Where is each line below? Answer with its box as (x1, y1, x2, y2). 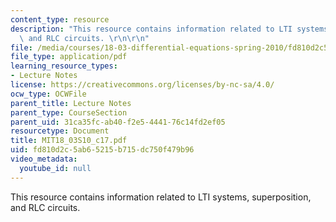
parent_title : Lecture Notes (10, 98, 132, 108)
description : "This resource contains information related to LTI (10, 24, 293, 34)
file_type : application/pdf (10, 52, 128, 62)
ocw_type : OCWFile (10, 89, 87, 99)
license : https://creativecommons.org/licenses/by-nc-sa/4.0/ (10, 80, 275, 90)
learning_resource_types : (10, 61, 118, 71)
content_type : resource (10, 14, 110, 25)
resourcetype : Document (10, 126, 110, 136)
